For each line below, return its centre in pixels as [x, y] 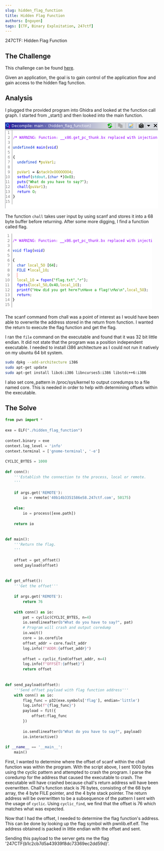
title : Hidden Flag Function [35, 16]
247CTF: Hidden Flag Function [36, 41]
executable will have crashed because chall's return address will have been [82, 783]
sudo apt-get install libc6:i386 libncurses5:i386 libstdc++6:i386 [76, 373]
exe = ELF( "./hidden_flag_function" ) [44, 430]
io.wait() [33, 633]
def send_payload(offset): [33, 685]
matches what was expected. [35, 809]
